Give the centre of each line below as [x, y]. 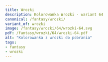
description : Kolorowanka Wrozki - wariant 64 [54, 14]
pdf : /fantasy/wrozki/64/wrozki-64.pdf [47, 33]
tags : [11, 42]
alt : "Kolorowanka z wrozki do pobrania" [49, 38]
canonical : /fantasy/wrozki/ [35, 19]
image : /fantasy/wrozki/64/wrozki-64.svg [49, 28]
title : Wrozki [20, 10]
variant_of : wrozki [25, 24]
